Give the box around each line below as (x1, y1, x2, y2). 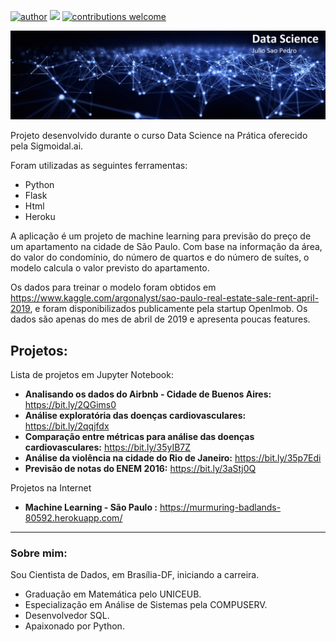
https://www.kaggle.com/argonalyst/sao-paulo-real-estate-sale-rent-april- (10, 292, 320, 304)
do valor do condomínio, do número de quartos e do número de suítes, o (10, 251, 310, 264)
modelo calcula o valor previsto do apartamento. (10, 262, 210, 274)
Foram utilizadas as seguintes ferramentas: (10, 160, 188, 172)
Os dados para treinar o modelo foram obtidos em (10, 281, 217, 294)
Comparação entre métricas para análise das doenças (24, 431, 255, 443)
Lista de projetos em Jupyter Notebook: (10, 369, 174, 381)
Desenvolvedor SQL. (24, 610, 110, 622)
